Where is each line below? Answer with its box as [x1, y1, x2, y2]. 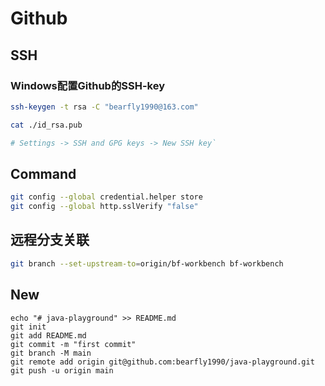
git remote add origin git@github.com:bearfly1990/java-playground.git [10, 357, 315, 367]
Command [10, 165, 77, 182]
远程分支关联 [10, 232, 90, 249]
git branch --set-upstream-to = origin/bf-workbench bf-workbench [10, 258, 284, 269]
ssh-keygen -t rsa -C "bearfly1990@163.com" [10, 102, 199, 112]
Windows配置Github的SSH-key [10, 78, 166, 92]
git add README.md [10, 330, 87, 341]
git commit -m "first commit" [10, 339, 137, 349]
